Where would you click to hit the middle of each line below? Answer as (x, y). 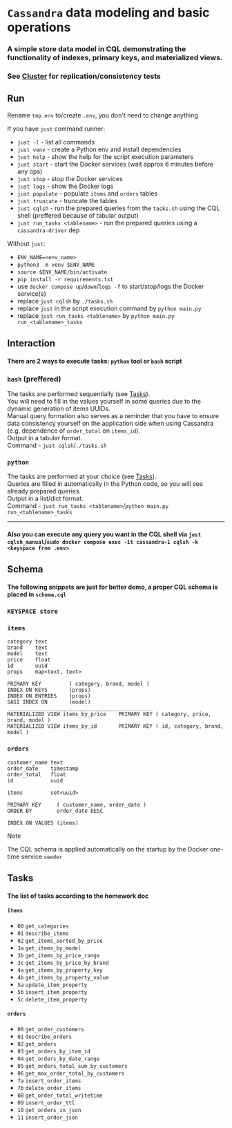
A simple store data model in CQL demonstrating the (97, 49)
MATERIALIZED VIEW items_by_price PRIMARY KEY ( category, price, (109, 714)
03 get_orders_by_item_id (54, 1051)
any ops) (30, 171)
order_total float (37, 774)
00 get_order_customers (51, 1029)
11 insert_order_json (47, 1118)
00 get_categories (43, 926)
